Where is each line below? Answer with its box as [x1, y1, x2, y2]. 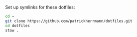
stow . [5, 27, 19, 33]
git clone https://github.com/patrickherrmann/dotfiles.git [5, 18, 133, 23]
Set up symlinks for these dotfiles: [5, 4, 75, 10]
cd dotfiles [5, 23, 30, 28]
